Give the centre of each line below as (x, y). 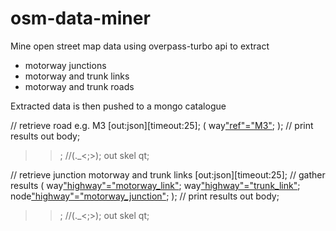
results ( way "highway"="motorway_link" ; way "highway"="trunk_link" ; (155, 185)
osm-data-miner (80, 18)
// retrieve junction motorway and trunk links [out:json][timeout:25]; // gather (168, 174)
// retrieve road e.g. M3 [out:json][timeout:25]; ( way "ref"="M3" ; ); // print (162, 125)
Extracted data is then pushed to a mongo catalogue (118, 106)
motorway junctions (65, 65)
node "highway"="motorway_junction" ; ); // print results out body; (145, 196)
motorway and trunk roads (79, 86)
